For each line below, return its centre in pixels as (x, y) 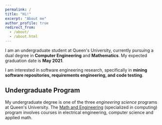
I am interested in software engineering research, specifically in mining (76, 70)
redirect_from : (20, 28)
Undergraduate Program (42, 90)
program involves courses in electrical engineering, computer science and (79, 112)
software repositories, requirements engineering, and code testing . (74, 75)
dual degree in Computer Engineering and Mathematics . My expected (76, 55)
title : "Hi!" (18, 14)
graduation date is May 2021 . (34, 61)
